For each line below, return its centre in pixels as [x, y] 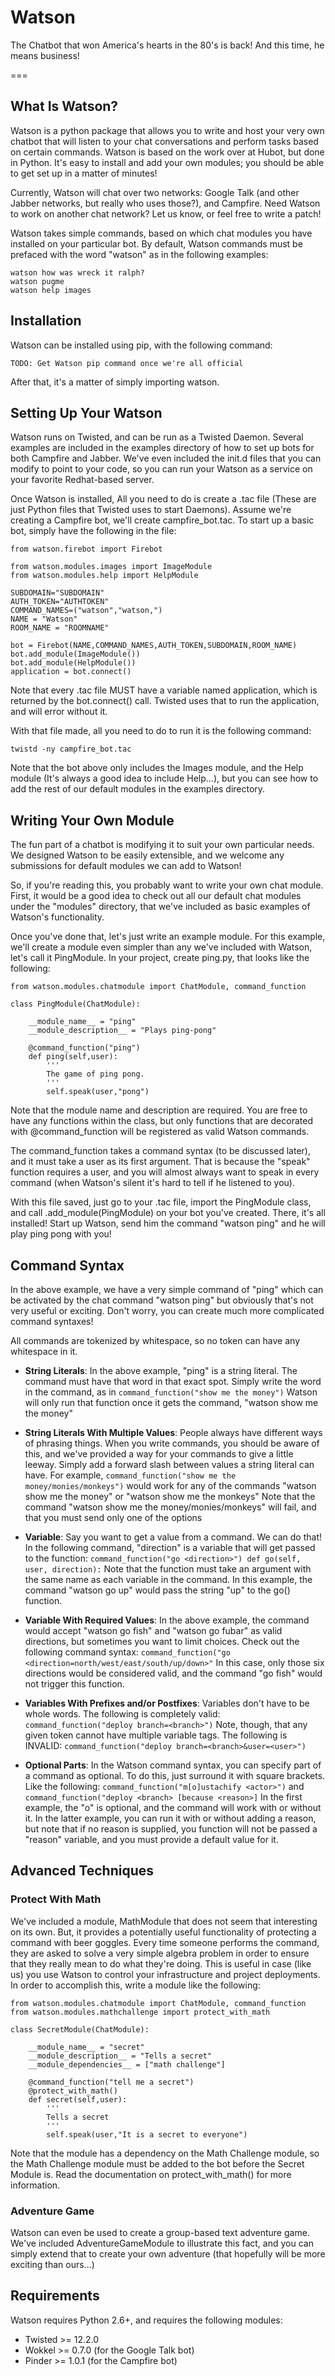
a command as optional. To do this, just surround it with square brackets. [175, 1775]
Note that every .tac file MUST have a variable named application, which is [164, 690]
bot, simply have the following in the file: [93, 531]
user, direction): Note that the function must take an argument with [168, 1569]
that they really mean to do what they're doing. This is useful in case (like [161, 1963]
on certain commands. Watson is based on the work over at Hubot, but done [167, 152]
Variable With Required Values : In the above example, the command [167, 1620]
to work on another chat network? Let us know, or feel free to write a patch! [166, 213]
